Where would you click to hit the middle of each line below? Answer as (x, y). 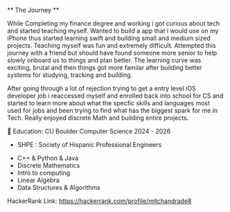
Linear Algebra (38, 180)
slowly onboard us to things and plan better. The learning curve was (104, 60)
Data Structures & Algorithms (59, 187)
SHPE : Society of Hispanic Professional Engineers (89, 144)
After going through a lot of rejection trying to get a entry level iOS (101, 88)
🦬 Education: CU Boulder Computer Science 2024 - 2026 (89, 131)
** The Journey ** (33, 10)
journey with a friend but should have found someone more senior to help (112, 53)
